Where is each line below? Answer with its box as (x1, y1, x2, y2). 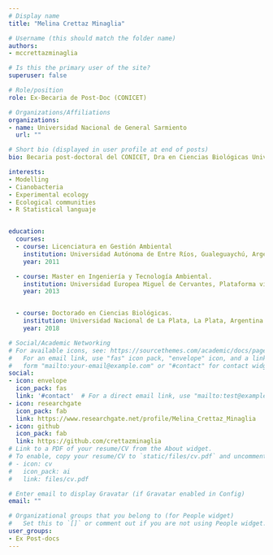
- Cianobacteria (8, 183, 63, 191)
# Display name (8, 11, 60, 20)
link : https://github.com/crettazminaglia (15, 437, 162, 445)
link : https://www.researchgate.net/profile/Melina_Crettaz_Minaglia (15, 414, 256, 423)
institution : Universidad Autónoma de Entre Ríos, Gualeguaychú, (23, 249, 249, 258)
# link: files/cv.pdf (8, 475, 89, 483)
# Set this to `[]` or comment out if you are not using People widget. (8, 519, 267, 528)
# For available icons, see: (8, 346, 107, 354)
